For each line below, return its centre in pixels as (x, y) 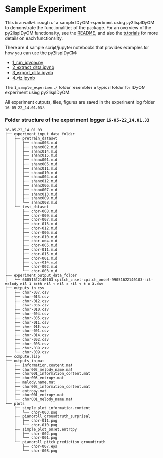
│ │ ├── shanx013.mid (31, 194)
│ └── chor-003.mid (31, 271)
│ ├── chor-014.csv (27, 335)
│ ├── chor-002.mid (31, 267)
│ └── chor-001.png (36, 438)
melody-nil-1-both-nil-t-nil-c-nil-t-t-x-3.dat (54, 284)
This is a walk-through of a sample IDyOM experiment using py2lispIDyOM (80, 22)
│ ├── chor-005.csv (27, 318)
